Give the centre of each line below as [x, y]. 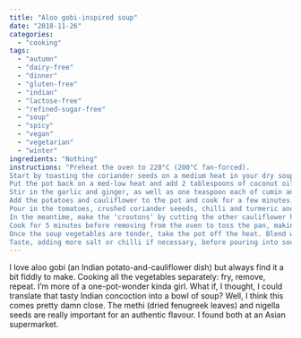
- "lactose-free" [50, 101]
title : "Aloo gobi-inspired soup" [74, 17]
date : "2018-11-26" [46, 26]
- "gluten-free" [47, 84]
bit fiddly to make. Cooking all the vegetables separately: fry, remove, [138, 277]
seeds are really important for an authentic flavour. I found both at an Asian [148, 315]
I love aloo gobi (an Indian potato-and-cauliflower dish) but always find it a [146, 267]
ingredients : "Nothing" [54, 159]
